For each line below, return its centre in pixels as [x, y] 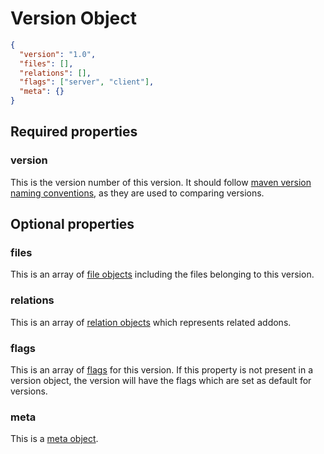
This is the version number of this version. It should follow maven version [161, 182]
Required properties [74, 132]
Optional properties [72, 224]
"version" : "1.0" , [58, 54]
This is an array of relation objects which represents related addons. [151, 322]
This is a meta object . [54, 439]
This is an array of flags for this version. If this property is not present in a [161, 370]
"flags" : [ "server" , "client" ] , [87, 82]
